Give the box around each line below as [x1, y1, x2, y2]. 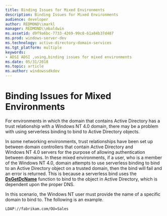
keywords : [5, 50, 26, 55]
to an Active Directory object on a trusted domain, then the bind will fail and [5, 165, 162, 171]
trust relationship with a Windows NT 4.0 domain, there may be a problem [5, 123, 159, 129]
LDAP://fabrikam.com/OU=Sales [5, 206, 69, 211]
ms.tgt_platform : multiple [5, 45, 62, 50]
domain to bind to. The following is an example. [5, 196, 103, 202]
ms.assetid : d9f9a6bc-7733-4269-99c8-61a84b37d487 [5, 31, 114, 36]
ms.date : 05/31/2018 [5, 59, 49, 64]
